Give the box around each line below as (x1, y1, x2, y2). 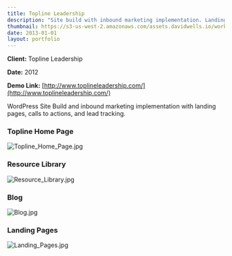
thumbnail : (7, 23, 39, 30)
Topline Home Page (7, 127, 74, 137)
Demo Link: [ (7, 81, 45, 90)
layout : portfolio (7, 36, 60, 43)
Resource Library (7, 159, 66, 169)
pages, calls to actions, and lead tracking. (7, 110, 126, 118)
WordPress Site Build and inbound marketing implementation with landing (7, 102, 216, 110)
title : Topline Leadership (7, 10, 85, 17)
